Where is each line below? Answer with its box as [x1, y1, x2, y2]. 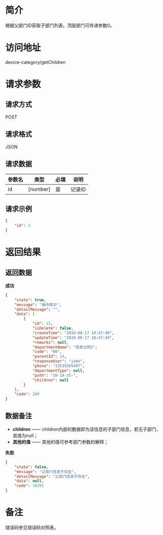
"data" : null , [14, 479, 44, 484]
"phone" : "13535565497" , [32, 364, 85, 369]
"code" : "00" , [32, 349, 62, 354]
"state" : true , [14, 297, 47, 302]
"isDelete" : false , [32, 326, 73, 331]
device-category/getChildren [5, 59, 66, 65]
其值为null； [12, 432, 38, 439]
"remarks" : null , [32, 340, 69, 345]
